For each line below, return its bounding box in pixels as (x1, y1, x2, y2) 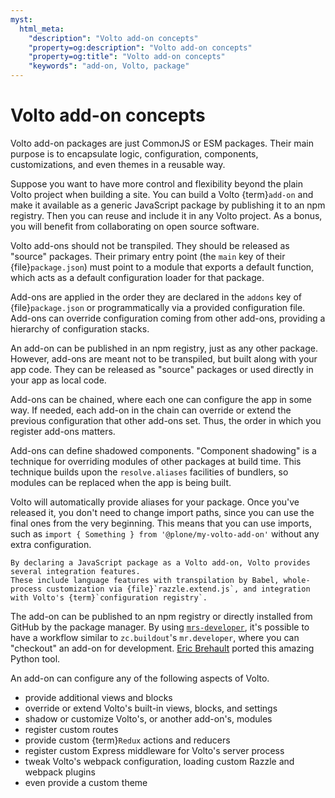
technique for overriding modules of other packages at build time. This (10, 455, 302, 467)
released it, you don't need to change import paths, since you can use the (10, 506, 315, 518)
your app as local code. (10, 374, 107, 386)
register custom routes (24, 723, 119, 735)
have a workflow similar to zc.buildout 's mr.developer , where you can (10, 631, 300, 643)
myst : (10, 14, 33, 25)
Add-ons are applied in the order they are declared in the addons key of (10, 291, 302, 303)
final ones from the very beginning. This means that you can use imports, (10, 517, 312, 529)
